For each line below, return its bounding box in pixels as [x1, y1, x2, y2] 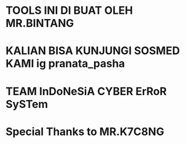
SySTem [5, 97, 49, 111]
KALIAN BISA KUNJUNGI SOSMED [5, 44, 180, 58]
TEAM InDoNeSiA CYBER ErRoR [5, 84, 167, 98]
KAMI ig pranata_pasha [5, 57, 125, 70]
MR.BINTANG [5, 16, 75, 30]
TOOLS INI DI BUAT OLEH [5, 4, 133, 17]
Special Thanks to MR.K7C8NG [5, 125, 164, 139]
